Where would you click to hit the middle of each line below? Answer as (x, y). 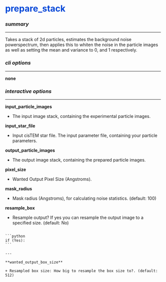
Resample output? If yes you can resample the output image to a (78, 218)
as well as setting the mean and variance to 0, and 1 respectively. (71, 50)
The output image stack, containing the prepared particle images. (79, 160)
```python (15, 236)
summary (17, 24)
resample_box (20, 208)
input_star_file (20, 126)
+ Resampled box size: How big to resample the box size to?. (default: (82, 271)
